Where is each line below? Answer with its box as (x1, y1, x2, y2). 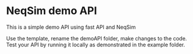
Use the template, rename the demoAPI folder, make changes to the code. (6, 35, 187, 42)
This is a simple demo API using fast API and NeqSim (6, 23, 136, 31)
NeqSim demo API (6, 4, 97, 18)
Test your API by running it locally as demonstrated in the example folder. (6, 41, 185, 48)
